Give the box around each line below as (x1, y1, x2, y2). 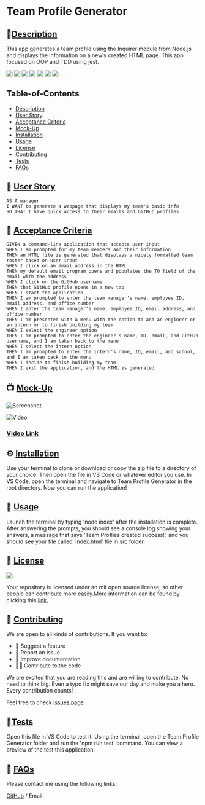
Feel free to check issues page (6, 699, 84, 706)
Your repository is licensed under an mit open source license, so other (6, 583, 184, 591)
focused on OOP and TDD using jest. (6, 58, 99, 65)
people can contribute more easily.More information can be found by (6, 590, 180, 597)
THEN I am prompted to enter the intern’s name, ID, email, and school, (6, 349, 196, 355)
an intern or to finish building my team (6, 322, 114, 328)
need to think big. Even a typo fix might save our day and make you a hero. (6, 680, 195, 688)
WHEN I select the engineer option (6, 328, 97, 334)
